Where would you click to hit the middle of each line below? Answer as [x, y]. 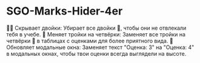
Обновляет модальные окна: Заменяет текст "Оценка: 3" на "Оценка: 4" [100, 47]
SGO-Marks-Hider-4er [65, 11]
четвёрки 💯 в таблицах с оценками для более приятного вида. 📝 [90, 41]
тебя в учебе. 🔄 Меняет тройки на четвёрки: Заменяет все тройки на [96, 34]
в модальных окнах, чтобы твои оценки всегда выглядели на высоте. [96, 53]
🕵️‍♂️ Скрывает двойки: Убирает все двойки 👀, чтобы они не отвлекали [96, 28]
